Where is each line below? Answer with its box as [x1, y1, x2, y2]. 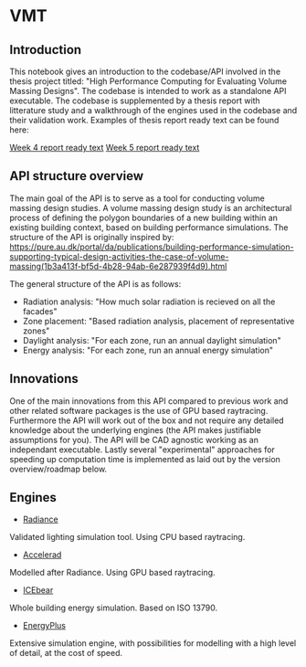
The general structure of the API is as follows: [9, 278, 182, 289]
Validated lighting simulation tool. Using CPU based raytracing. [9, 532, 246, 543]
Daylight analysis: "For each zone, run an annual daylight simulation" [22, 334, 281, 345]
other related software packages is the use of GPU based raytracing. [9, 405, 269, 416]
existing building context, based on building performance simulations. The [9, 221, 289, 233]
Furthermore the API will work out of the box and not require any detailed [9, 415, 285, 426]
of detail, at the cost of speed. [9, 648, 123, 659]
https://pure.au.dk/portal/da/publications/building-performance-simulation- [9, 241, 294, 252]
